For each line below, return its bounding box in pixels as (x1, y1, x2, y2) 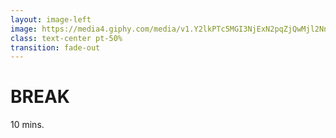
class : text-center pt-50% (10, 33, 123, 43)
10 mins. (10, 119, 45, 131)
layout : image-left (10, 14, 92, 25)
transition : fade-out (10, 42, 101, 53)
